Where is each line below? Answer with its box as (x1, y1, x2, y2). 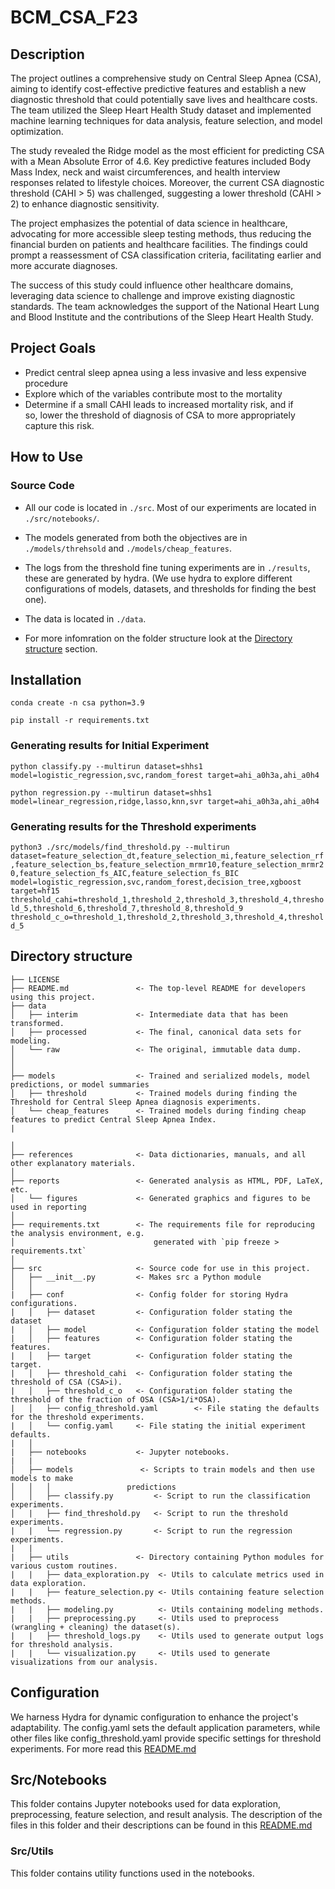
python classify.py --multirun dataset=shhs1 (10, 761, 203, 771)
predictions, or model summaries (10, 1079, 150, 1090)
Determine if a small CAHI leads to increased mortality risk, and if (24, 398, 294, 410)
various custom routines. (10, 1561, 118, 1571)
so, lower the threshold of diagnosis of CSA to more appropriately (24, 409, 296, 421)
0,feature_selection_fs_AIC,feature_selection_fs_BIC (10, 868, 240, 878)
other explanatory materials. (10, 1158, 137, 1168)
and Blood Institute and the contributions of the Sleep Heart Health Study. (10, 311, 314, 323)
